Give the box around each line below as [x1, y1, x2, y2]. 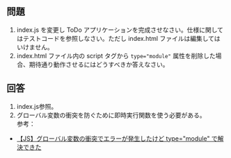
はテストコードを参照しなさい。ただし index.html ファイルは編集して [16, 34, 215, 42]
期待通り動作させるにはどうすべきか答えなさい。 [29, 60, 169, 69]
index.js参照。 [16, 102, 58, 110]
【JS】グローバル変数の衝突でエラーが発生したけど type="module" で [16, 134, 218, 143]
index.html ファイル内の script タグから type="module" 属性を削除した [16, 51, 216, 60]
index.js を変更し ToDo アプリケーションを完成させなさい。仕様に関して [16, 26, 224, 34]
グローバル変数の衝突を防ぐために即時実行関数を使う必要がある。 [16, 111, 206, 119]
